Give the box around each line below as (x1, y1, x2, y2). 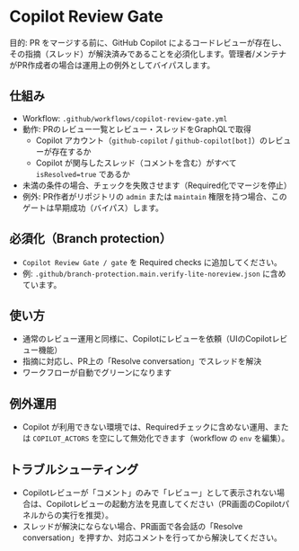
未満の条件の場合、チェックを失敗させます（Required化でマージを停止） (22, 180, 292, 191)
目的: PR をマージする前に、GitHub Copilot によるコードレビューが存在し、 (9, 37, 287, 48)
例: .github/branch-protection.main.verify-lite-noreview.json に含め (22, 268, 286, 279)
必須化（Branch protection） (9, 231, 172, 246)
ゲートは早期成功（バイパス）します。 (22, 202, 164, 213)
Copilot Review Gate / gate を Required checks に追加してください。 (22, 256, 283, 267)
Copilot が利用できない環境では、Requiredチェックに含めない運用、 (22, 422, 274, 432)
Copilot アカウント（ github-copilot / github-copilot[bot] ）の (35, 135, 268, 146)
